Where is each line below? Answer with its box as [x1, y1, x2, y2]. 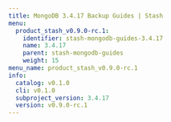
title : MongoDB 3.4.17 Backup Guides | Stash [8, 11, 163, 20]
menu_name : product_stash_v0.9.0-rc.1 [8, 64, 138, 72]
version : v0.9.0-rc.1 [15, 101, 88, 109]
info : [8, 71, 26, 79]
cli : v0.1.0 [15, 86, 56, 95]
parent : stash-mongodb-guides [22, 49, 124, 57]
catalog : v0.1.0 [15, 79, 70, 87]
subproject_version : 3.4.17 [15, 94, 110, 102]
